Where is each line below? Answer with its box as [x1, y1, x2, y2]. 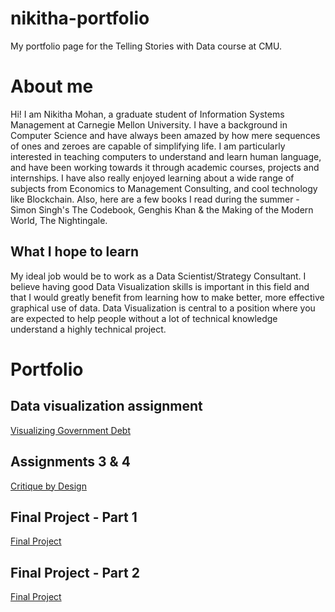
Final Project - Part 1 [10, 508, 138, 526]
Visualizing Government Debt [10, 424, 131, 436]
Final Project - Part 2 [10, 564, 140, 581]
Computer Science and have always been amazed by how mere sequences [10, 129, 321, 141]
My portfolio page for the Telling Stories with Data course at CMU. [10, 40, 282, 52]
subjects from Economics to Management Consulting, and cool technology [10, 182, 318, 194]
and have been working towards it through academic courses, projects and [10, 161, 320, 173]
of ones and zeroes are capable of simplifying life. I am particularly [10, 140, 286, 152]
